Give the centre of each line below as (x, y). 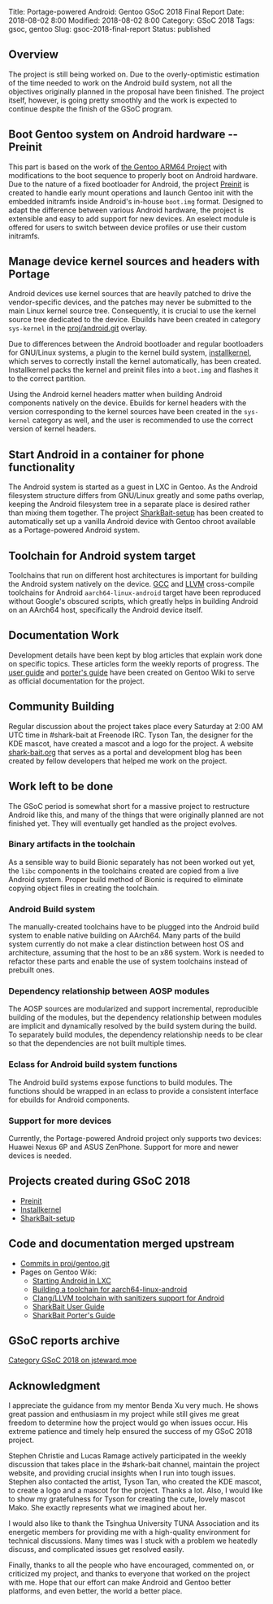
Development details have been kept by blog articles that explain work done (135, 655)
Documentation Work (64, 635)
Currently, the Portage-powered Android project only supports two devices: (135, 1138)
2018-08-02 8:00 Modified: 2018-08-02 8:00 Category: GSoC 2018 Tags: (132, 20)
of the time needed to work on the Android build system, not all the (120, 83)
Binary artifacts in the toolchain (72, 844)
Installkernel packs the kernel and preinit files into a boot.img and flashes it (133, 370)
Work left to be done (61, 787)
